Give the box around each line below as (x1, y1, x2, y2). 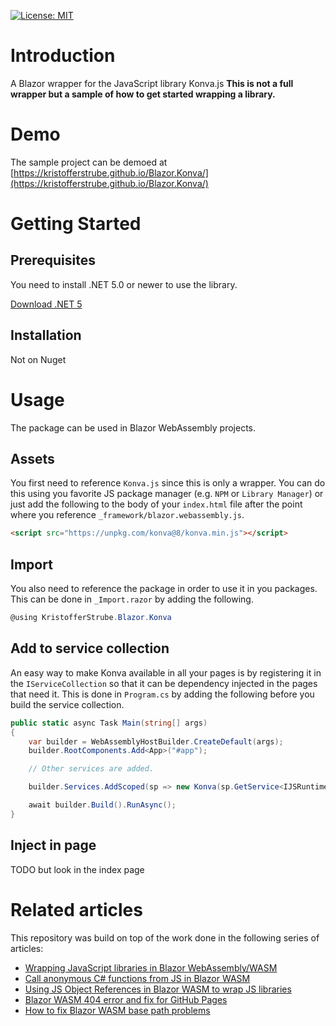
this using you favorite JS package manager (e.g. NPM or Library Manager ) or (10, 488, 324, 500)
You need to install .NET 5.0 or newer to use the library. (10, 278, 238, 290)
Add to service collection (10, 640, 170, 657)
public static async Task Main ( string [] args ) (10, 718, 208, 728)
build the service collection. (10, 698, 125, 710)
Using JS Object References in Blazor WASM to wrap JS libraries (24, 983, 292, 995)
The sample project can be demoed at (10, 156, 168, 168)
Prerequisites (10, 252, 96, 269)
